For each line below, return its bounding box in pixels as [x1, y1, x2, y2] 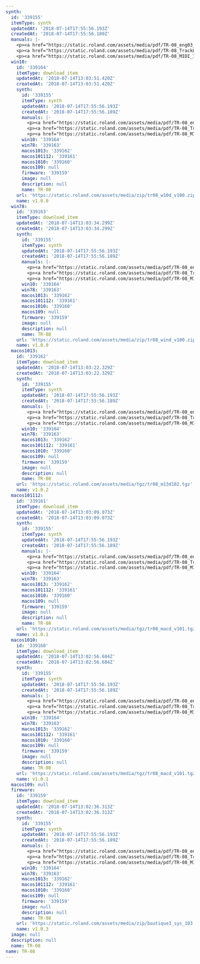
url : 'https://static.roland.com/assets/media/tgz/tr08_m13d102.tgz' [16, 481, 193, 487]
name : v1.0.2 [16, 487, 49, 493]
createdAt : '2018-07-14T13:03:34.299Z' [16, 225, 116, 231]
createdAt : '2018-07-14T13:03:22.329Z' [16, 370, 116, 376]
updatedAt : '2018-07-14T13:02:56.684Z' [16, 654, 116, 660]
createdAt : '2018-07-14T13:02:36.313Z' [16, 809, 116, 815]
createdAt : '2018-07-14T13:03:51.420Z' [16, 81, 116, 87]
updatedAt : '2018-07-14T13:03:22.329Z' [16, 364, 116, 371]
